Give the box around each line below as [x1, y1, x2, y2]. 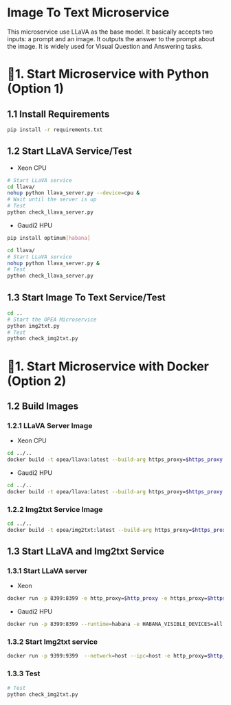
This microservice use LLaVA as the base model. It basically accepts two [7, 27, 213, 36]
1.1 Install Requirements [7, 108, 110, 120]
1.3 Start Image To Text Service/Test [7, 291, 166, 303]
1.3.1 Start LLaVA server [7, 566, 88, 576]
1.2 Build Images [7, 400, 79, 412]
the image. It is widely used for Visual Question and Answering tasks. [7, 42, 203, 50]
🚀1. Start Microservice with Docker [7, 359, 210, 374]
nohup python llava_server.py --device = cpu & [7, 190, 140, 197]
